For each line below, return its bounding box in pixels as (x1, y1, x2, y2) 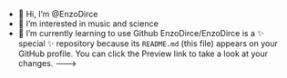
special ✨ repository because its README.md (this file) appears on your (17, 38, 278, 49)
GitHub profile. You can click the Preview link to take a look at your (17, 48, 269, 59)
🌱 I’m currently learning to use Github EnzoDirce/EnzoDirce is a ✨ (17, 28, 264, 38)
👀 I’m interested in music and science (17, 18, 159, 29)
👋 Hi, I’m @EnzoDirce (17, 9, 98, 19)
